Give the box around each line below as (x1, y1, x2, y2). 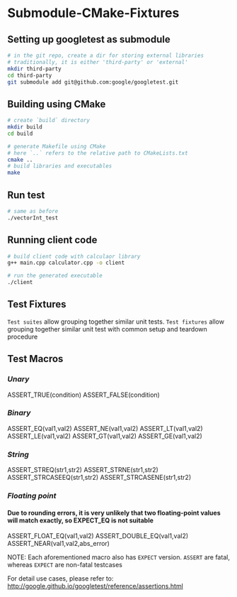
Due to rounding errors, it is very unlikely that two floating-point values (7, 508, 221, 517)
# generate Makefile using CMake (7, 143, 106, 150)
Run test (7, 189, 45, 201)
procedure (7, 332, 38, 341)
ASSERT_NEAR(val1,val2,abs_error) (7, 540, 110, 548)
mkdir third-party (7, 65, 62, 72)
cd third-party (7, 72, 52, 79)
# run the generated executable (7, 272, 103, 280)
